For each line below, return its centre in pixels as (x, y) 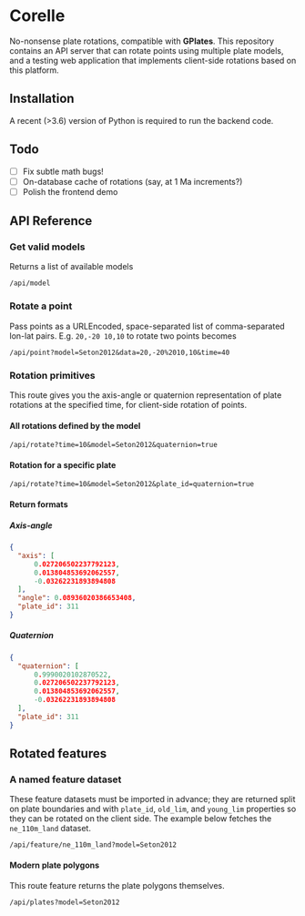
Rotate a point (41, 306)
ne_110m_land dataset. (50, 829)
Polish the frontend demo (70, 191)
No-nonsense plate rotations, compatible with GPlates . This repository (142, 41)
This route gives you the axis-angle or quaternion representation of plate (146, 395)
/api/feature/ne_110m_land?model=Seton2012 (93, 845)
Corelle (37, 16)
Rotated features (58, 753)
